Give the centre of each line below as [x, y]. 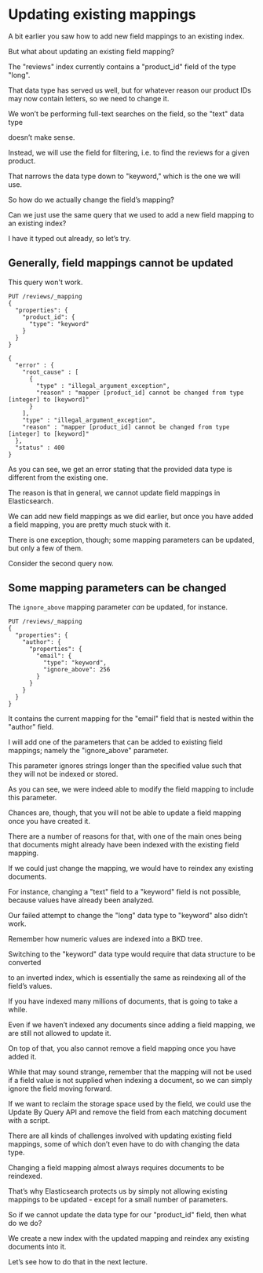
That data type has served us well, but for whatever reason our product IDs [130, 90]
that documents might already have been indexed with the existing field [124, 844]
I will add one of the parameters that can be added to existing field [116, 742]
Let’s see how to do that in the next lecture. [78, 1261]
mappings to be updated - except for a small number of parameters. [118, 1199]
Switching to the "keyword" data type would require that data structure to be [132, 954]
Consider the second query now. [61, 563]
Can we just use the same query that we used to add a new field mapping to [131, 214]
